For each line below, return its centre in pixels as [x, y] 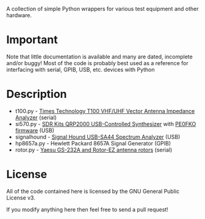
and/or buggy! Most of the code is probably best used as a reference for [97, 63]
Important [32, 40]
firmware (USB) [35, 130]
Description [37, 94]
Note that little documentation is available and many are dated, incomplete [100, 57]
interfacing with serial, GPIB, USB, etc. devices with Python [81, 69]
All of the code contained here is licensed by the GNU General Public [93, 191]
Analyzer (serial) [36, 117]
